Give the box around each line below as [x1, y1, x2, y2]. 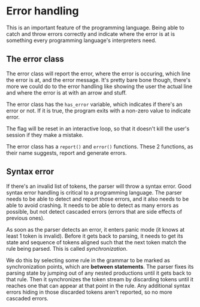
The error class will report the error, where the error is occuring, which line [6, 70, 190, 77]
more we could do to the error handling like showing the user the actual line [6, 83, 193, 90]
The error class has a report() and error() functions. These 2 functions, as [6, 142, 193, 150]
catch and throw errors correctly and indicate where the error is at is [6, 30, 175, 37]
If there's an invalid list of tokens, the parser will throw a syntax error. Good [6, 183, 192, 190]
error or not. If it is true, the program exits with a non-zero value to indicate [6, 107, 191, 114]
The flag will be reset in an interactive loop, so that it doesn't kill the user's [6, 124, 190, 132]
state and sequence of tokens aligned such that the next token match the [6, 238, 187, 246]
